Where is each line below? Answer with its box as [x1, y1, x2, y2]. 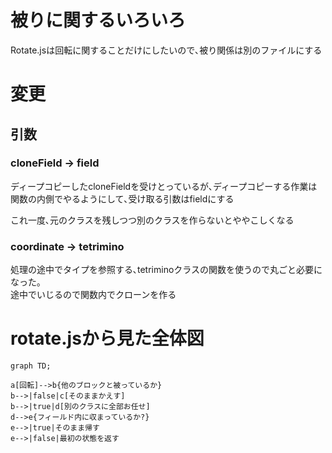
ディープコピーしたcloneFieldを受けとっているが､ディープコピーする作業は [10, 180, 318, 192]
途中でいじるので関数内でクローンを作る [10, 289, 177, 301]
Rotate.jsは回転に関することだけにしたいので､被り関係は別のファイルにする [10, 44, 323, 56]
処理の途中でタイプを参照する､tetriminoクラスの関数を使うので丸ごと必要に [10, 264, 323, 276]
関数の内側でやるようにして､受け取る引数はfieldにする [10, 192, 235, 205]
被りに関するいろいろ [10, 9, 187, 32]
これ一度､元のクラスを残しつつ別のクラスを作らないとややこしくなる [10, 214, 295, 226]
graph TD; [10, 361, 52, 371]
